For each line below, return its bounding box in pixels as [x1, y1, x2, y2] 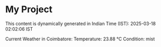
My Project [5, 4, 53, 15]
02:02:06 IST [5, 26, 33, 32]
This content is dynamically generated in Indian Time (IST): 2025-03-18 [5, 20, 156, 27]
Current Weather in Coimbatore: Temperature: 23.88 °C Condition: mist [5, 36, 155, 42]
